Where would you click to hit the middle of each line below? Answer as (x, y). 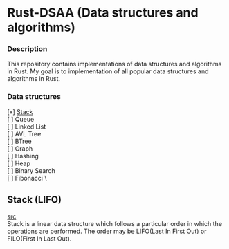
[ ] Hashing (23, 156)
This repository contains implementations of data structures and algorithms (114, 64)
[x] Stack (20, 111)
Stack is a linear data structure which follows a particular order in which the (115, 223)
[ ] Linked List (27, 127)
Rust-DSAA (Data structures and (103, 13)
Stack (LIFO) (35, 200)
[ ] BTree (20, 141)
